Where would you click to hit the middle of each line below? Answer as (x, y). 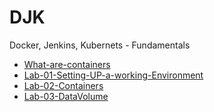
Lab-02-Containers (63, 85)
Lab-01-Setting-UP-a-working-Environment (113, 75)
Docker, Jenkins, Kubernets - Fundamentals (100, 45)
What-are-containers (67, 64)
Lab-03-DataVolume (66, 96)
